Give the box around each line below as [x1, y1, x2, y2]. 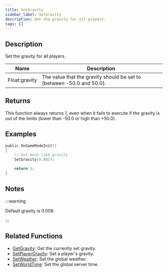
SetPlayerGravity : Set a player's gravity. [12, 250, 94, 256]
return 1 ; [14, 166, 35, 171]
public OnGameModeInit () [5, 143, 57, 148]
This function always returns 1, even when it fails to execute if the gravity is [5, 110, 160, 116]
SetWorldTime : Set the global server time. [12, 261, 99, 267]
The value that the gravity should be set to [41, 74, 141, 81]
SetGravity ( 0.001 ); [14, 157, 55, 162]
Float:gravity [7, 77, 37, 84]
